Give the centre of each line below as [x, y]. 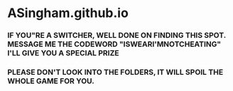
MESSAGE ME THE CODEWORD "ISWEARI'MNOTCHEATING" [114, 44]
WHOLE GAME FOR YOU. [51, 81]
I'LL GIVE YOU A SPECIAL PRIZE [63, 53]
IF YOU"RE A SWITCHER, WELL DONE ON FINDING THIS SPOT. [116, 36]
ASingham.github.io [68, 13]
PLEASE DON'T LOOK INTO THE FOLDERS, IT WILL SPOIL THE [115, 73]
